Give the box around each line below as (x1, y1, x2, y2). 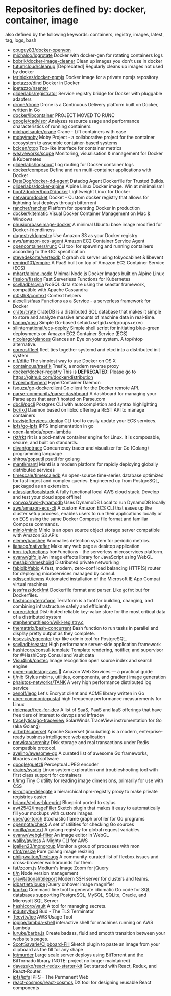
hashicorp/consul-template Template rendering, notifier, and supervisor (12, 647, 164, 653)
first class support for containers (12, 772, 82, 778)
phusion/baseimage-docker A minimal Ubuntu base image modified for (12, 221, 162, 227)
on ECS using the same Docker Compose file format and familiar (12, 516, 149, 522)
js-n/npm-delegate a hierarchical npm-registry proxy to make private (12, 788, 158, 794)
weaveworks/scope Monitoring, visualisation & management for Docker (12, 150, 163, 157)
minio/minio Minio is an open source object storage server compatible (12, 526, 160, 533)
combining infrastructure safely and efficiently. (12, 603, 111, 609)
